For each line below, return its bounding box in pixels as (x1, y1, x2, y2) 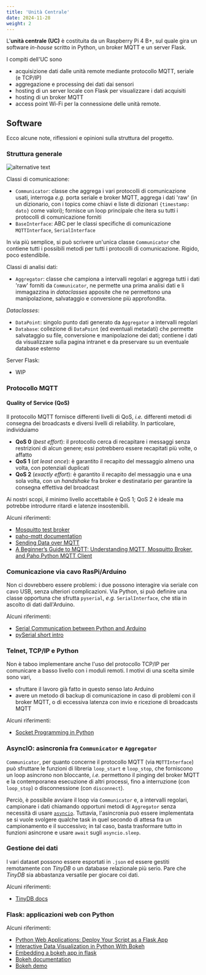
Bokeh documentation (15, 956, 72, 963)
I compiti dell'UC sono (6, 56, 63, 63)
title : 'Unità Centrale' (6, 9, 70, 15)
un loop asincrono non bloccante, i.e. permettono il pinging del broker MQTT (6, 771, 200, 778)
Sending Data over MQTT (15, 539, 80, 546)
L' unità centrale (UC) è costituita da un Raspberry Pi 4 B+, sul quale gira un (6, 37, 197, 45)
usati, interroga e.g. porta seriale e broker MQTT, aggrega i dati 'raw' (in (15, 194, 197, 202)
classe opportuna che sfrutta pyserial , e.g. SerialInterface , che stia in (6, 594, 187, 601)
